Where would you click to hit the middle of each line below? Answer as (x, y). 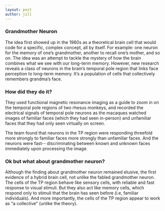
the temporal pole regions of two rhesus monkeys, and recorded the (74, 108)
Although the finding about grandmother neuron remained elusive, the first (81, 172)
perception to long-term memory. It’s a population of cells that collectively (80, 73)
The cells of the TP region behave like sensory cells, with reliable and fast (80, 182)
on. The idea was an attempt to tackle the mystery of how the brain (73, 58)
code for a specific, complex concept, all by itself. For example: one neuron (82, 47)
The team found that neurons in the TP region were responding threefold (79, 133)
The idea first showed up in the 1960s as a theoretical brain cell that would (81, 42)
